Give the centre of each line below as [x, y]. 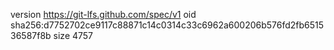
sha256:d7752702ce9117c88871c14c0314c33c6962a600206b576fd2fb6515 [167, 25]
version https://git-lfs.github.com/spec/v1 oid [103, 14]
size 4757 [73, 35]
